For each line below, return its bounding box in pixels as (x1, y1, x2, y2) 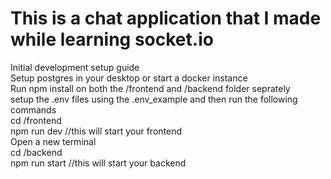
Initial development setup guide (10, 61, 140, 73)
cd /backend (10, 146, 63, 158)
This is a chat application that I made (10, 7, 322, 30)
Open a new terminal (10, 135, 97, 147)
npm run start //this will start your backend (10, 157, 187, 169)
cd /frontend (10, 114, 62, 126)
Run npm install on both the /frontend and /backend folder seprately (10, 82, 291, 94)
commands (10, 103, 57, 116)
